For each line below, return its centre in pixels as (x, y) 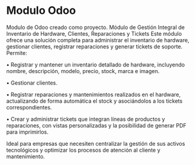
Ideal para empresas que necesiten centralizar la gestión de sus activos (96, 143)
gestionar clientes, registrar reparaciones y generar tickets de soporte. (94, 47)
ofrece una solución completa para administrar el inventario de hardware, (98, 40)
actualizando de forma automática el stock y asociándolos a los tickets (94, 101)
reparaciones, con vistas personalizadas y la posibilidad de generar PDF (96, 125)
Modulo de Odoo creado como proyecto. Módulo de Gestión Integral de (95, 27)
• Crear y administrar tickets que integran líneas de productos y (86, 119)
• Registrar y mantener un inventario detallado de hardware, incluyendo (96, 65)
